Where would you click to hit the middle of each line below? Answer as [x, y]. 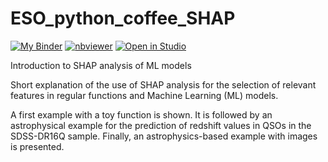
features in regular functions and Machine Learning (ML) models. [144, 95]
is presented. [37, 146]
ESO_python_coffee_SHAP [123, 18]
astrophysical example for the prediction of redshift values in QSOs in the [161, 125]
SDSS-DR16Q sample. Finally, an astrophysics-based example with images [164, 136]
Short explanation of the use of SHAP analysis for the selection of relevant [163, 84]
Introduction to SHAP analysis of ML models [101, 65]
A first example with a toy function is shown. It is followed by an [141, 114]
